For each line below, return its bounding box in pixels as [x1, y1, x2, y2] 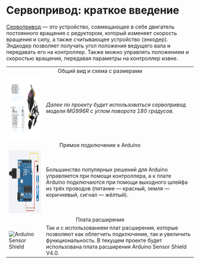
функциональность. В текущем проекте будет [46, 237, 162, 244]
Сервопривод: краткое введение [6, 4, 180, 17]
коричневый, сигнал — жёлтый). [46, 191, 129, 199]
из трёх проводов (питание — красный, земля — [46, 185, 170, 192]
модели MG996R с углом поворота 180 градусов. [46, 107, 174, 114]
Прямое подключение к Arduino [59, 142, 141, 149]
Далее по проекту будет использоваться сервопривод [46, 101, 186, 109]
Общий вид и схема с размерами [57, 67, 143, 74]
